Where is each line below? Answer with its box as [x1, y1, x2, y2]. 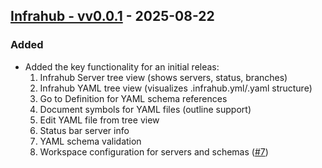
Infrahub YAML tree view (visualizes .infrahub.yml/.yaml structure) [39, 82, 313, 94]
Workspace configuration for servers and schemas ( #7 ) [39, 145, 269, 158]
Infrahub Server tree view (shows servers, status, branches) [39, 71, 288, 83]
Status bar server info [39, 124, 130, 136]
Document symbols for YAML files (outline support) [39, 103, 252, 115]
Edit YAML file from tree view [39, 114, 160, 126]
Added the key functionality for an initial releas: [24, 60, 220, 73]
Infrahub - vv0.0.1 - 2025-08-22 [10, 8, 215, 25]
